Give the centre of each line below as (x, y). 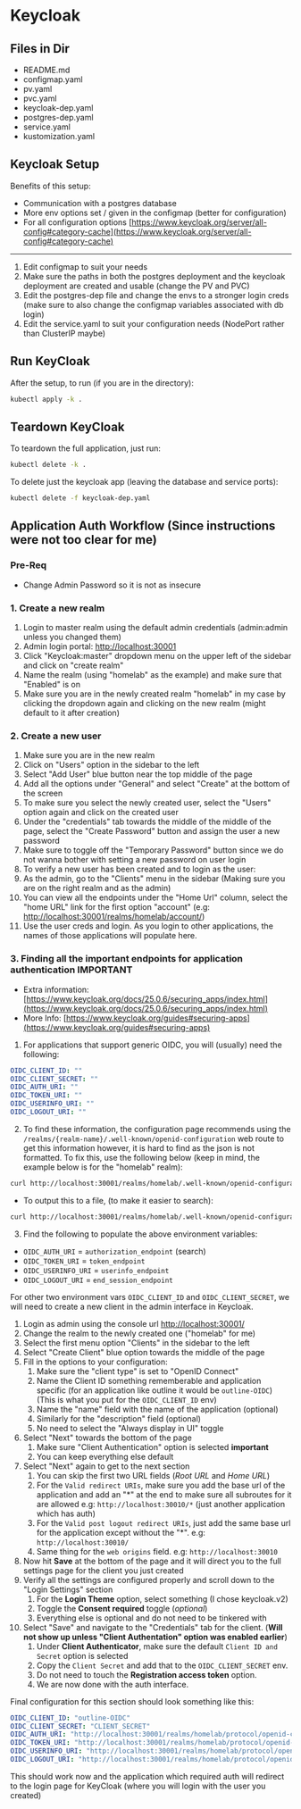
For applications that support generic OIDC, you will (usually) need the (152, 1045)
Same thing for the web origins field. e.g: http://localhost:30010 (157, 1551)
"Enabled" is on (52, 685)
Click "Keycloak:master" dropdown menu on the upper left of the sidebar (157, 656)
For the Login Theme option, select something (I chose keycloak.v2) (162, 1598)
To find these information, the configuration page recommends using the (157, 1129)
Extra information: (56, 989)
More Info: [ (45, 1018)
